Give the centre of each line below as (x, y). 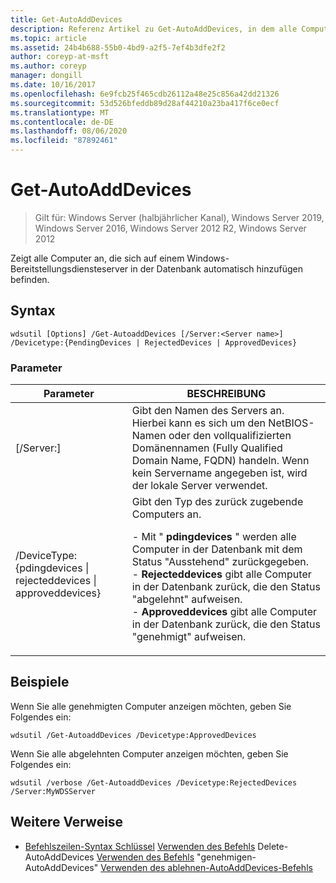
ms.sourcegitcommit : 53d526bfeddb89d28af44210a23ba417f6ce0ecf (145, 103)
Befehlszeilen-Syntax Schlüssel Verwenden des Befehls (140, 846)
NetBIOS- (291, 423)
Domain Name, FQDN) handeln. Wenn (220, 461)
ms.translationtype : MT (60, 112)
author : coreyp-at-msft (60, 57)
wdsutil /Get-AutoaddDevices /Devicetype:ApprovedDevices (133, 735)
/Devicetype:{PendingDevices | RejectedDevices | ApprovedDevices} (154, 342)
